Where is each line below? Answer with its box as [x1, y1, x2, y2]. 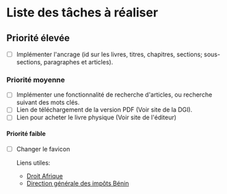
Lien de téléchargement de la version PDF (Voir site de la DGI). [16, 106, 193, 114]
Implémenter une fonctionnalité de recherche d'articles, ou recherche [16, 90, 213, 99]
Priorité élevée [6, 32, 70, 44]
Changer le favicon [16, 145, 70, 153]
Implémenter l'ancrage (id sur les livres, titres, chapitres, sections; [16, 50, 203, 58]
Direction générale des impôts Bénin [26, 179, 129, 187]
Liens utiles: [16, 158, 51, 167]
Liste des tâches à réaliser [6, 5, 159, 21]
